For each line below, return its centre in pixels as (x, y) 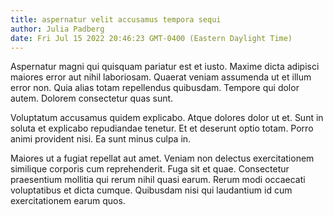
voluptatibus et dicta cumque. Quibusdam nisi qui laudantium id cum (151, 190)
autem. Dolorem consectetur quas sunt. (92, 98)
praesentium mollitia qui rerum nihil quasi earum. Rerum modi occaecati (158, 180)
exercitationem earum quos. (68, 201)
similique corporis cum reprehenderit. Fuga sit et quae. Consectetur (150, 169)
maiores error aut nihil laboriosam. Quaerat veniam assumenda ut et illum (161, 77)
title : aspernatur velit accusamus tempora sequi (116, 19)
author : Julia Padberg (57, 29)
